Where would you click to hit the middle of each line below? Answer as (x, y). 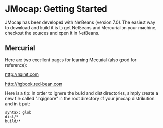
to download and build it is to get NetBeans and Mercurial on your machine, (81, 27)
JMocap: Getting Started (56, 9)
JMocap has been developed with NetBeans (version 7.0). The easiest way (80, 22)
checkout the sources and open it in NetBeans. (52, 33)
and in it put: (18, 104)
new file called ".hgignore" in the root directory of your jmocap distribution (80, 98)
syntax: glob (18, 112)
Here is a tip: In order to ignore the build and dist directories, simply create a (82, 93)
